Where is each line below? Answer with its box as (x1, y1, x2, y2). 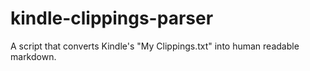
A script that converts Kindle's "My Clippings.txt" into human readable (10, 40, 300, 52)
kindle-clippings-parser (10, 7, 214, 30)
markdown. (10, 50, 57, 62)
